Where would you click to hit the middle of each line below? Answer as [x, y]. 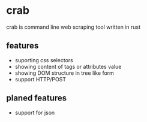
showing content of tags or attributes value [68, 66]
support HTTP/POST [40, 79]
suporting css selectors [44, 60]
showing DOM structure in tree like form [64, 73]
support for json [35, 112]
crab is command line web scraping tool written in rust [73, 27]
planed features [37, 98]
